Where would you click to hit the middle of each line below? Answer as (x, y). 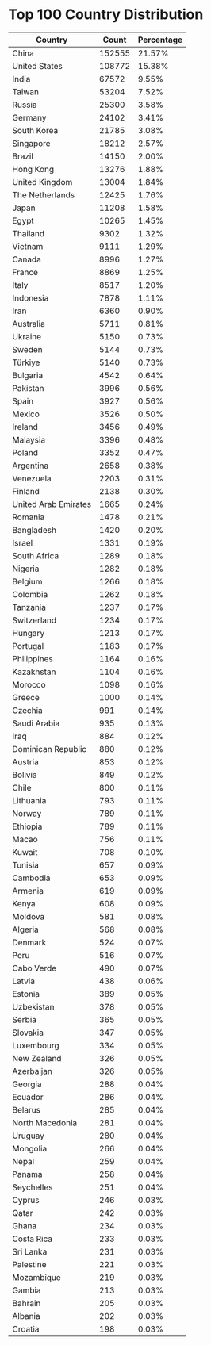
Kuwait (25, 852)
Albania (27, 1316)
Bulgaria (28, 375)
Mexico (26, 414)
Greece (26, 697)
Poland (25, 452)
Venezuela (32, 478)
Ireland (25, 427)
